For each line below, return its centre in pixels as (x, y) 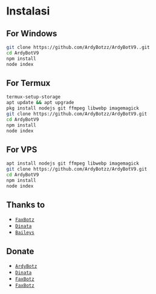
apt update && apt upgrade (40, 103)
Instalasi (28, 11)
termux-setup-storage (34, 97)
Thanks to (26, 205)
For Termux (28, 83)
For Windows (32, 34)
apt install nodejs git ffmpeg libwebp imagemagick (73, 164)
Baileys (24, 233)
